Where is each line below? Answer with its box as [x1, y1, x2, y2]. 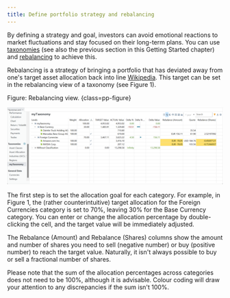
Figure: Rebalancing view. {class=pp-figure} [7, 93, 131, 102]
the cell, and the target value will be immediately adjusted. [30, 220, 195, 228]
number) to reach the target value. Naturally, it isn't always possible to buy [7, 247, 217, 256]
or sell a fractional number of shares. [7, 255, 112, 263]
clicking [7, 220, 29, 228]
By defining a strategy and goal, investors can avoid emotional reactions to [7, 31, 218, 39]
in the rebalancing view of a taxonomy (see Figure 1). [7, 80, 156, 88]
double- [188, 212, 212, 221]
